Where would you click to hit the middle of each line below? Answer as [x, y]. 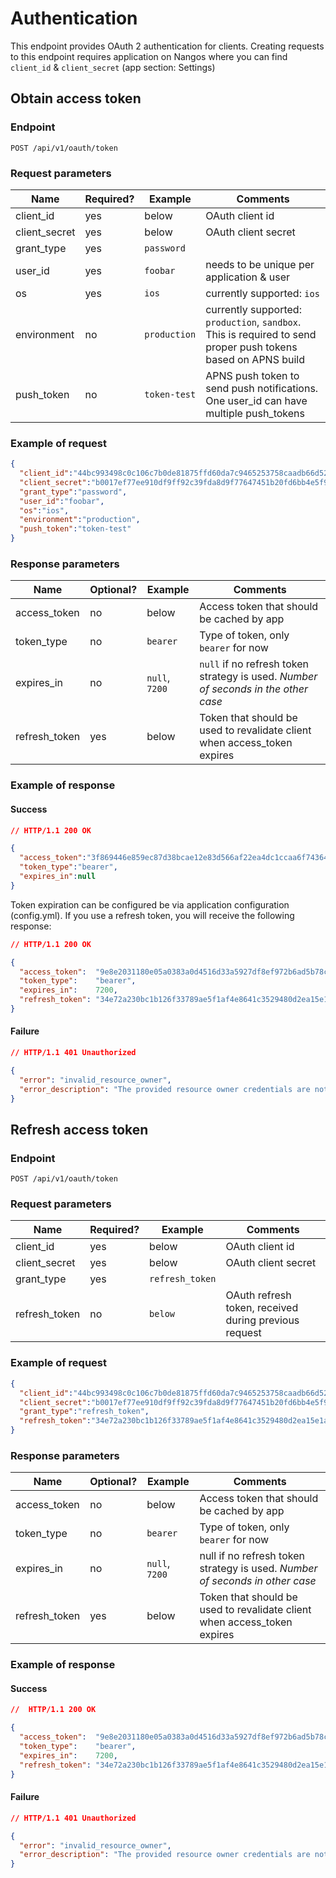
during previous [262, 1320]
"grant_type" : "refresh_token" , [84, 1412]
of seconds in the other [253, 689]
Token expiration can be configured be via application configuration [150, 904]
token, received [262, 1308]
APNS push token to [252, 375]
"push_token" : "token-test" [75, 529]
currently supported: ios [262, 293]
